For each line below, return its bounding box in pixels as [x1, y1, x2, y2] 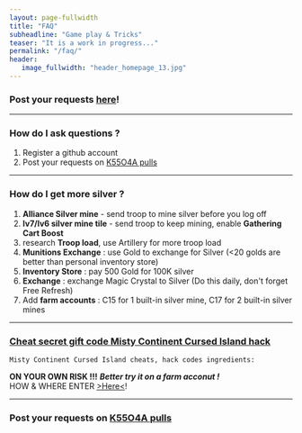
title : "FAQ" [9, 22, 58, 31]
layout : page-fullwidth [9, 13, 99, 23]
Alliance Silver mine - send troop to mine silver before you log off [22, 208, 267, 219]
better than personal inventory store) [22, 256, 159, 266]
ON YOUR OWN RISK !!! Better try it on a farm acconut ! [9, 371, 220, 383]
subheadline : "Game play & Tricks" [9, 30, 143, 39]
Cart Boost [22, 227, 65, 239]
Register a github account [22, 148, 119, 158]
